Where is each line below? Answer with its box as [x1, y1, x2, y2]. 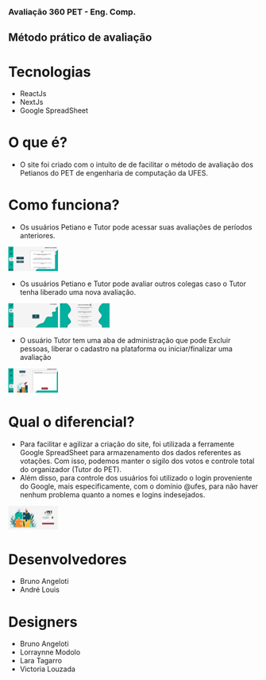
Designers [8, 612, 78, 631]
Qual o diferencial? [8, 413, 135, 431]
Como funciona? [8, 196, 120, 214]
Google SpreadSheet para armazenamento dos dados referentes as [19, 447, 241, 457]
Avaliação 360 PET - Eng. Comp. [8, 6, 137, 17]
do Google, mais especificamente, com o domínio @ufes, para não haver [19, 481, 259, 491]
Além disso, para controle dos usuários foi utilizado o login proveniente [19, 473, 253, 482]
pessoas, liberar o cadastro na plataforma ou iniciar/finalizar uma [19, 344, 233, 354]
